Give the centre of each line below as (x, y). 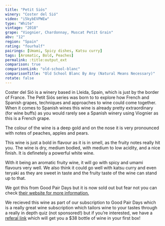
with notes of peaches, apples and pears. (47, 133)
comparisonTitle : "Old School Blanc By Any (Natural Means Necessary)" (80, 74)
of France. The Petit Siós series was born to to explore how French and (77, 97)
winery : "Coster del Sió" (32, 14)
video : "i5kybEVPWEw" (27, 19)
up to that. (16, 178)
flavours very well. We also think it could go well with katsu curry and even (81, 168)
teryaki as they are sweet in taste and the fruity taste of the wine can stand (81, 173)
